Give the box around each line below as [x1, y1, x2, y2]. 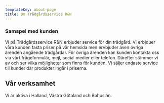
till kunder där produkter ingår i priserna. [5, 65, 88, 71]
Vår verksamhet [5, 79, 56, 88]
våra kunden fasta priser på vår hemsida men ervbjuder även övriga [5, 44, 144, 50]
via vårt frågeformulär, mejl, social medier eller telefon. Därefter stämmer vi [5, 54, 158, 60]
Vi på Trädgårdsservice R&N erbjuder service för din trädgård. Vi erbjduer [5, 39, 156, 45]
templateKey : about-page [5, 7, 56, 12]
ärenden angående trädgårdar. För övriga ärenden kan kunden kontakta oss [5, 50, 160, 55]
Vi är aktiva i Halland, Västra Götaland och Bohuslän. [5, 92, 112, 98]
